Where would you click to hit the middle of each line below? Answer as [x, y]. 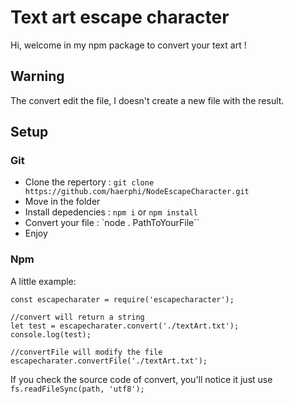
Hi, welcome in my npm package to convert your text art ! [128, 45]
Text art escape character [120, 17]
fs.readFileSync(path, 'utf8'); [77, 389]
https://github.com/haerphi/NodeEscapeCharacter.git [137, 192]
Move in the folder [62, 202]
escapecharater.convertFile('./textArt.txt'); [109, 361]
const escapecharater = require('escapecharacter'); [122, 299]
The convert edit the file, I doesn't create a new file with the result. [147, 100]
